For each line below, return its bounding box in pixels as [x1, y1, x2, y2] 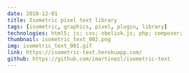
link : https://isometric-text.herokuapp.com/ [7, 49, 142, 56]
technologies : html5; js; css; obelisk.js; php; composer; [7, 29, 183, 37]
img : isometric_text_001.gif [7, 42, 92, 49]
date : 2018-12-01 [7, 10, 58, 17]
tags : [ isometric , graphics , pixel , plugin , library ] [7, 23, 168, 30]
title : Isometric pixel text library [7, 17, 118, 24]
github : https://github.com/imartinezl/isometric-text [7, 56, 171, 63]
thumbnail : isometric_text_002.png [7, 36, 111, 43]
